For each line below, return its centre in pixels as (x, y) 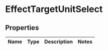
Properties (22, 28)
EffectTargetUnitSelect (54, 9)
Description (59, 42)
